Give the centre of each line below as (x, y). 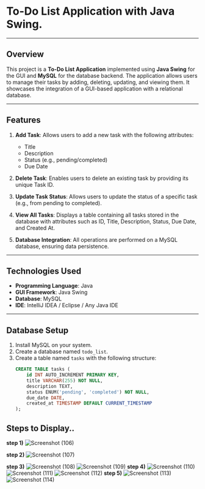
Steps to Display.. (41, 428)
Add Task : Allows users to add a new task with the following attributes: (104, 135)
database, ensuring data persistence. (62, 246)
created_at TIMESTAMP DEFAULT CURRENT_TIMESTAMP (89, 403)
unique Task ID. (34, 184)
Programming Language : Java (54, 286)
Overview (25, 54)
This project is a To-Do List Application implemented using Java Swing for (101, 69)
